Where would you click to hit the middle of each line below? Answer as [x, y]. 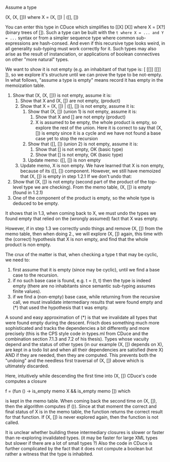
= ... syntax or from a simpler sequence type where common [70, 38]
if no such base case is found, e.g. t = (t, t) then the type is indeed [82, 281]
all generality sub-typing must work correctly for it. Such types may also [81, 49]
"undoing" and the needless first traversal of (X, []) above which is [75, 361]
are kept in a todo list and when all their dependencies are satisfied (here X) [84, 350]
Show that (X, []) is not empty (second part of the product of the [80, 182]
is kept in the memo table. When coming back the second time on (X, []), [81, 401]
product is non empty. [28, 244]
